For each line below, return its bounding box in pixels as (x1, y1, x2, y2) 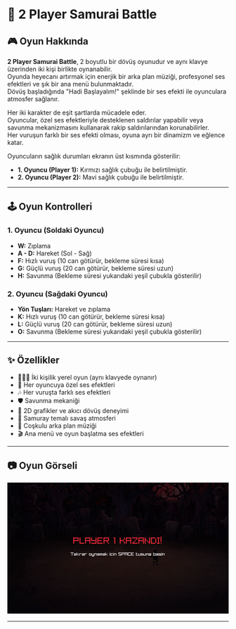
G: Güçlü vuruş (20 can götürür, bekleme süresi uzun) (17, 264, 174, 272)
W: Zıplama (17, 241, 51, 250)
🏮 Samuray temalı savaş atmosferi (17, 414, 116, 422)
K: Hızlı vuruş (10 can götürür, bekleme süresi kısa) (17, 312, 165, 321)
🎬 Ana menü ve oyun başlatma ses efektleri (17, 429, 144, 438)
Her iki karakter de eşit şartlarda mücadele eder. (7, 108, 147, 117)
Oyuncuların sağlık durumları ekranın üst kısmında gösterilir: (7, 152, 181, 160)
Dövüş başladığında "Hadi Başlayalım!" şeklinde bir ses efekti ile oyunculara (7, 87, 227, 96)
